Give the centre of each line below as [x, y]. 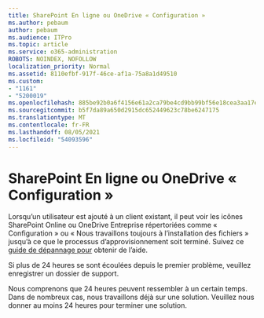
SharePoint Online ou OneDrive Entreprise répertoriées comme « [113, 225]
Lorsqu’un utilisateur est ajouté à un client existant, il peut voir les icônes [126, 217]
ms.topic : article [38, 45]
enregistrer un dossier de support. [64, 274]
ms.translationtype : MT [47, 118]
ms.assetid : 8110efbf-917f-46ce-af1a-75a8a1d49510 [93, 74]
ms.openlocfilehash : [42, 103]
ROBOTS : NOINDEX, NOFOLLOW [52, 60]
